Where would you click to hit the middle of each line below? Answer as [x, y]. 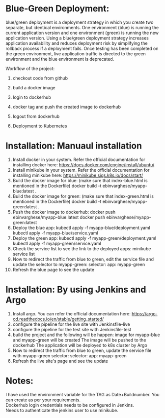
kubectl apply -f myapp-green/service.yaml [57, 243]
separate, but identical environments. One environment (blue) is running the [82, 27]
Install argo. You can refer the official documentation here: [71, 313]
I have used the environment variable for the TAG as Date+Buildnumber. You [82, 394]
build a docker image [34, 87]
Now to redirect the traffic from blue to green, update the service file [82, 350]
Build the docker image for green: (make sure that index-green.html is [83, 196]
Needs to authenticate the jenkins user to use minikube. [62, 410]
